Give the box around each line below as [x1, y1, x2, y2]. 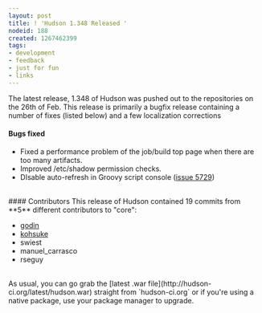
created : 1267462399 [8, 34, 78, 43]
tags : [8, 42, 27, 50]
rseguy [19, 254, 44, 264]
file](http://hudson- [148, 278, 212, 288]
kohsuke [19, 229, 49, 238]
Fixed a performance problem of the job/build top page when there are [19, 146, 255, 156]
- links [8, 71, 35, 79]
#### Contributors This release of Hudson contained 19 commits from [8, 196, 241, 205]
